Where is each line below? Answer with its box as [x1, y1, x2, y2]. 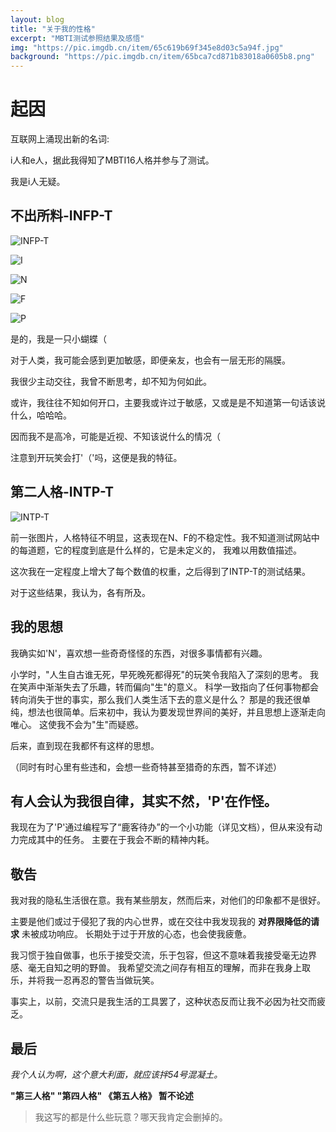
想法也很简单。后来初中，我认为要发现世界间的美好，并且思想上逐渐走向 [27, 706, 326, 718]
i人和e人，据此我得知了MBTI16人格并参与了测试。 [10, 154, 215, 166]
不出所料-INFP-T [10, 207, 113, 225]
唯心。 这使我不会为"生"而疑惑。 [10, 718, 144, 730]
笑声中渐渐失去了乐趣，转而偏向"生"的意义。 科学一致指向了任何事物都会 [18, 681, 319, 693]
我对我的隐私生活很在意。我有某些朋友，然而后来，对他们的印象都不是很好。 [10, 894, 326, 906]
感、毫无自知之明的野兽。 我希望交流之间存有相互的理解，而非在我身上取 [10, 962, 311, 974]
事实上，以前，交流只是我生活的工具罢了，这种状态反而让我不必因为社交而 [10, 996, 317, 1008]
